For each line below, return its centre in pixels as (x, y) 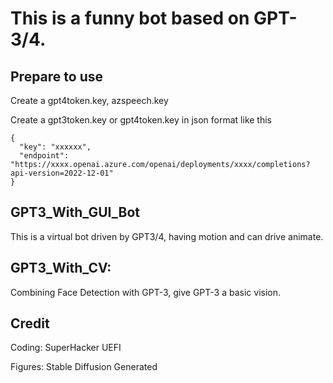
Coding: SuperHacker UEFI (66, 348)
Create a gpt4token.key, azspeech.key (89, 100)
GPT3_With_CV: (61, 268)
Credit (30, 323)
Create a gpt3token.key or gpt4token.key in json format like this (141, 120)
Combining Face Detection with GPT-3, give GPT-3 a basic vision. (146, 292)
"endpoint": (44, 156)
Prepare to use (56, 76)
